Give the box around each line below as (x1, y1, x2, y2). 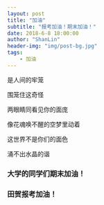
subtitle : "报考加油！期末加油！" (7, 23, 96, 30)
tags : (7, 50, 23, 56)
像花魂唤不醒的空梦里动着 (7, 120, 80, 128)
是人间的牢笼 (7, 75, 44, 84)
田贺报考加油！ (7, 189, 58, 199)
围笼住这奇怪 (7, 90, 44, 98)
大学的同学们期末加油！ (7, 169, 85, 179)
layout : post (7, 10, 45, 17)
